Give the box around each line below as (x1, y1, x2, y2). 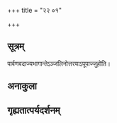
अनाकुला (7, 81, 37, 93)
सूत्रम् (7, 40, 25, 52)
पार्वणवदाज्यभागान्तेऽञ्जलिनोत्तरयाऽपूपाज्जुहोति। (7, 59, 111, 68)
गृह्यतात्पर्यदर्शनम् (7, 104, 60, 116)
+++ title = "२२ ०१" (7, 6, 62, 14)
